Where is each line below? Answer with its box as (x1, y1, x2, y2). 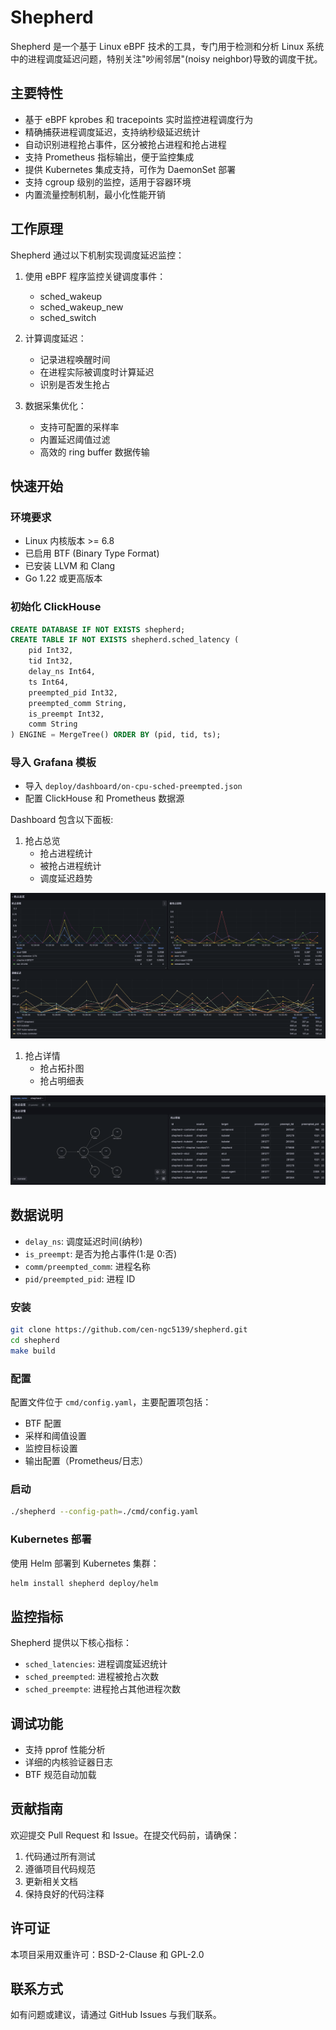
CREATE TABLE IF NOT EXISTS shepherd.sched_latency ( (10, 635, 240, 645)
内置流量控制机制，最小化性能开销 (24, 188, 166, 200)
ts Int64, (28, 677, 70, 687)
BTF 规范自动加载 (24, 1769, 97, 1780)
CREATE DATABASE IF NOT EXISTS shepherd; (10, 624, 186, 635)
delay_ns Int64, (28, 667, 97, 677)
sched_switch (39, 311, 97, 323)
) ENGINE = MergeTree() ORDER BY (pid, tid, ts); (10, 730, 222, 740)
